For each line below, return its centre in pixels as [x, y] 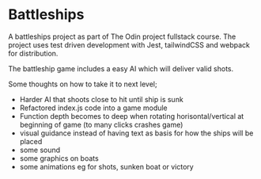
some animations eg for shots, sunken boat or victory [106, 166]
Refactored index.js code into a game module [93, 108]
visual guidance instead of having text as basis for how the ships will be [136, 133]
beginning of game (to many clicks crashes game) [101, 124]
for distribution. [33, 53]
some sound [40, 150]
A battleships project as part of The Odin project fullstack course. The [122, 36]
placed [31, 141]
